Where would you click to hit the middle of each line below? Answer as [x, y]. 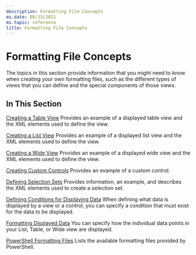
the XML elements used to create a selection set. [65, 188]
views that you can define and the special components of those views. [91, 85]
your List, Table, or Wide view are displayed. [59, 229]
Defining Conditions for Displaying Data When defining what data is [87, 199]
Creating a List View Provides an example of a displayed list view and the [94, 135]
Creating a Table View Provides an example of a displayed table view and [94, 118]
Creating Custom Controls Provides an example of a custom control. [88, 170]
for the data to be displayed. [40, 212]
